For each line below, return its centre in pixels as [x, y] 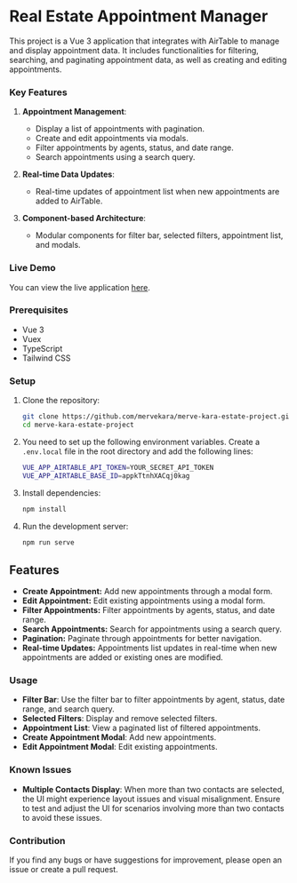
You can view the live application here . [80, 287]
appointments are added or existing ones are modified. [123, 657]
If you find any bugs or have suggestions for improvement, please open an [146, 860]
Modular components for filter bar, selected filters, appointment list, [159, 235]
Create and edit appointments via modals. [112, 139]
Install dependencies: [61, 493]
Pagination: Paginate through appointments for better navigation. [142, 639]
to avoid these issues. [62, 817]
